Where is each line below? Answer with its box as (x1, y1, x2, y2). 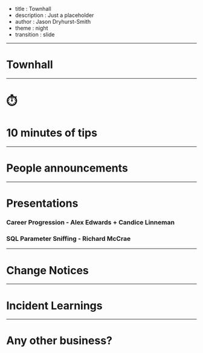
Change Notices (6, 263, 89, 277)
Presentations (6, 197, 79, 210)
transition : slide (14, 31, 56, 38)
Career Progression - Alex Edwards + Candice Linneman (6, 218, 175, 227)
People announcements (6, 161, 129, 175)
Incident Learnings (6, 298, 103, 312)
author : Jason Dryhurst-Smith (14, 18, 91, 25)
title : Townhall (14, 5, 51, 12)
